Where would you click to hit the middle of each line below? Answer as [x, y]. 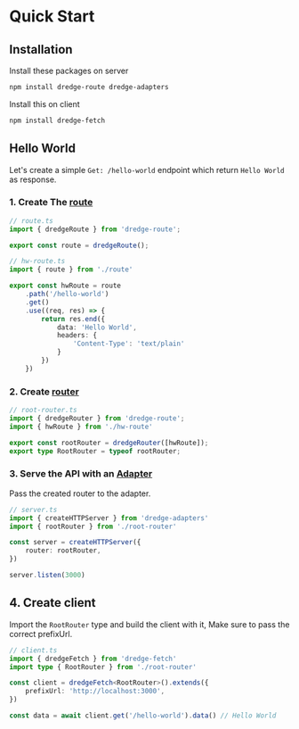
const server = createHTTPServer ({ [75, 543]
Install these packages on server [69, 70]
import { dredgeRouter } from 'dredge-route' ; [97, 418]
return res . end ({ [73, 319]
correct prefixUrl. [41, 634]
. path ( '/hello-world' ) [67, 294]
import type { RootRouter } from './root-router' [103, 667]
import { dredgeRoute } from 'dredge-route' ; [95, 229]
